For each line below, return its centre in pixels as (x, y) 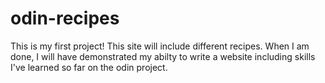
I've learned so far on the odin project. (89, 67)
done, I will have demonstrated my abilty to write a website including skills (163, 56)
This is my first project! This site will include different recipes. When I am (160, 46)
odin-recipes (65, 18)
